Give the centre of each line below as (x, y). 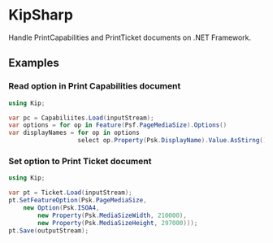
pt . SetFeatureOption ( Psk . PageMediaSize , (78, 201)
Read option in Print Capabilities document (95, 86)
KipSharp (41, 15)
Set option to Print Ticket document (80, 161)
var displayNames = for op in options (74, 133)
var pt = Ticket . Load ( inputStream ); (70, 193)
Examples (34, 63)
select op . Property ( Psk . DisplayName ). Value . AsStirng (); (174, 141)
